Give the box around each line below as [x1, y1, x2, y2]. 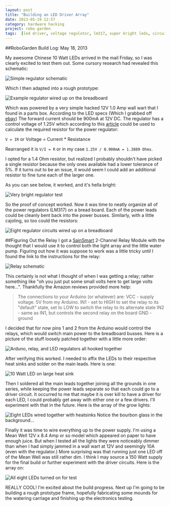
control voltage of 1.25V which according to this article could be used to [5, 121, 155, 127]
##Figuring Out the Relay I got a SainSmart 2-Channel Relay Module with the [5, 237, 165, 243]
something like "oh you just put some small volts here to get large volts [5, 278, 153, 284]
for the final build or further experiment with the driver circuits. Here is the [5, 459, 159, 465]
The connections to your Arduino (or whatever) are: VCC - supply [17, 294, 154, 300]
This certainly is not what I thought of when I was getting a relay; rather [5, 273, 154, 279]
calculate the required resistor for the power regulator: [5, 126, 119, 132]
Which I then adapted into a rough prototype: [5, 85, 99, 91]
